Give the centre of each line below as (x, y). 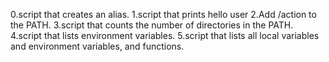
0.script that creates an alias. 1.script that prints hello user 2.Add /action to (163, 14)
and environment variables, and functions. (97, 46)
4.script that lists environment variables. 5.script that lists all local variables (165, 35)
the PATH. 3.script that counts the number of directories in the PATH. (152, 25)
